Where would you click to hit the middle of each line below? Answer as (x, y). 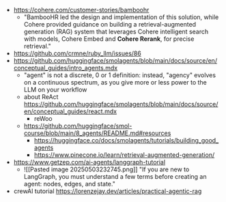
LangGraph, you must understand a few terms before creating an (115, 176)
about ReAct (41, 97)
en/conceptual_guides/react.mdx (70, 111)
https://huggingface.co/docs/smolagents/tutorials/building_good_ (126, 140)
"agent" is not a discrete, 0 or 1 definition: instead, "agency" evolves (120, 75)
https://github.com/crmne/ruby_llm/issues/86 (77, 53)
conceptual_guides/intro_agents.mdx (66, 68)
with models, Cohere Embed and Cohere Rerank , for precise (109, 39)
